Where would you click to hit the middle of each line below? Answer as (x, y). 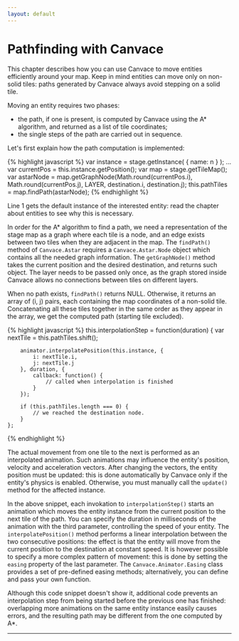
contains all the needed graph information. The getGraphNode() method (111, 257)
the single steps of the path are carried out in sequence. (100, 134)
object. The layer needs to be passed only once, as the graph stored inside (117, 272)
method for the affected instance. (57, 490)
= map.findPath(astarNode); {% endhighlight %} (78, 192)
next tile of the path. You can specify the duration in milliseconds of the (112, 519)
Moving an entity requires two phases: (63, 105)
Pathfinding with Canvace (85, 49)
